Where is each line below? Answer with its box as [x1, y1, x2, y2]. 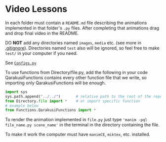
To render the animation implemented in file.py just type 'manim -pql [5, 117, 147, 123]
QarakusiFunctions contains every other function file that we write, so [5, 74, 147, 80]
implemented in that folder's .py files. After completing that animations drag [5, 25, 160, 31]
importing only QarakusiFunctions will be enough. [5, 80, 106, 86]
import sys [5, 89, 28, 94]
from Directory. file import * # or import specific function [5, 99, 140, 104]
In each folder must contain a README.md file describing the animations [5, 20, 147, 26]
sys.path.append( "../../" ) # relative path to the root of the [5, 94, 152, 99]
